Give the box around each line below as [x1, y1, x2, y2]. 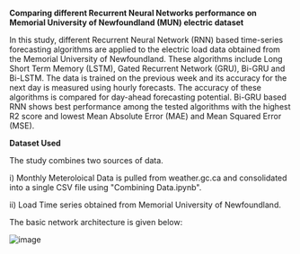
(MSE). [9, 120, 35, 131]
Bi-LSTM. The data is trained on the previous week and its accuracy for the [9, 73, 287, 83]
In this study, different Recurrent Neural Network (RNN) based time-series [9, 35, 284, 45]
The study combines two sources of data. [9, 155, 163, 165]
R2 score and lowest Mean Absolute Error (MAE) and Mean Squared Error [9, 111, 282, 121]
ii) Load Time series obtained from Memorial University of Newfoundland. [9, 199, 281, 210]
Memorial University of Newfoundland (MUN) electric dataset [9, 17, 244, 28]
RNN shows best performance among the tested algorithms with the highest [9, 101, 291, 111]
